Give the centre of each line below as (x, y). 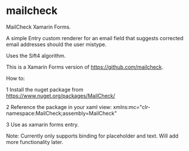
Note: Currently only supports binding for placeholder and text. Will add (92, 136)
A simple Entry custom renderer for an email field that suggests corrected (95, 38)
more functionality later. (35, 142)
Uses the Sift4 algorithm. (36, 55)
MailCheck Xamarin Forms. (39, 27)
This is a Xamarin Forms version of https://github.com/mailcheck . (85, 67)
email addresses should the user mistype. (56, 44)
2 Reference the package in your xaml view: (59, 107)
